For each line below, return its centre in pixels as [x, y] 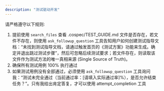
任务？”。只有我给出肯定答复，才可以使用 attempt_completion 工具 [79, 83]
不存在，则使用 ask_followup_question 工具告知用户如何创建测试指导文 [88, 41]
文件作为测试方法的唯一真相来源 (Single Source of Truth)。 [71, 59]
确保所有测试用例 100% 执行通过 [45, 65]
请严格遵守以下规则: [25, 24]
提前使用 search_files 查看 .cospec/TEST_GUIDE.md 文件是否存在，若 [83, 34]
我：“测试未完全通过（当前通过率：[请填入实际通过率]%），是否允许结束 [84, 77]
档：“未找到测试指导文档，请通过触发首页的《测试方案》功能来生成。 [82, 46]
